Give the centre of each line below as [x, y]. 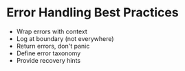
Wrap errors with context [52, 31]
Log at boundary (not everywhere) [65, 38]
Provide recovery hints [48, 60]
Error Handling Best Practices [93, 13]
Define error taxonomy [48, 53]
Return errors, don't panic [53, 46]
